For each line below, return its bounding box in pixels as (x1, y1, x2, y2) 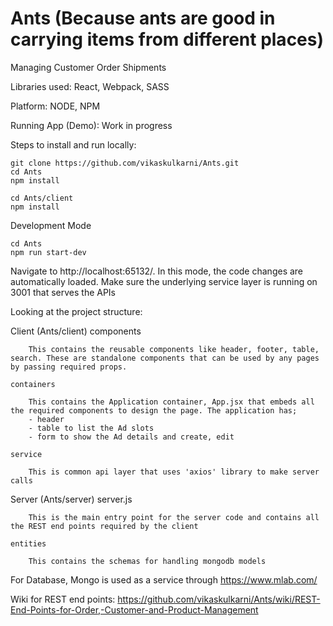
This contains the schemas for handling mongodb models (28, 556, 267, 566)
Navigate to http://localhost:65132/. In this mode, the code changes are (10, 265, 304, 277)
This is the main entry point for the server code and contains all (28, 512, 320, 522)
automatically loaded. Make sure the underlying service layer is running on (10, 275, 318, 287)
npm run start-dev (10, 247, 87, 257)
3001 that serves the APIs (10, 286, 117, 298)
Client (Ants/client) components (10, 325, 142, 337)
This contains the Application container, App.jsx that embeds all (28, 397, 315, 407)
